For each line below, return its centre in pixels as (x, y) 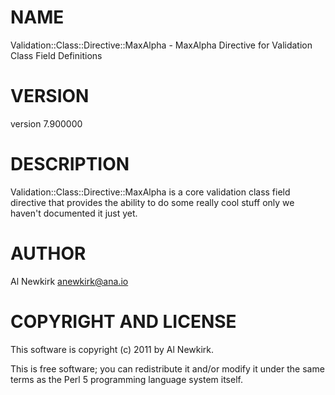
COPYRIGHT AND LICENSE (123, 321)
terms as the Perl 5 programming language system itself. (126, 379)
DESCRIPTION (70, 164)
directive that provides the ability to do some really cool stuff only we (152, 202)
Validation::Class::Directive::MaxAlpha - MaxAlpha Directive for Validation (161, 45)
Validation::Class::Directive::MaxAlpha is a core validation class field (150, 192)
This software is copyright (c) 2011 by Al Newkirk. (112, 349)
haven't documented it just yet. (74, 213)
